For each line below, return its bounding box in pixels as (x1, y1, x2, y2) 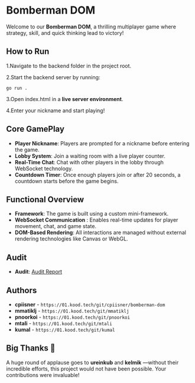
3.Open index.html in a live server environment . (6, 95, 123, 102)
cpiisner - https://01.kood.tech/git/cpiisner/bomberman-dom (14, 301, 165, 308)
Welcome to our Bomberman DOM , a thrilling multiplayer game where (6, 23, 176, 30)
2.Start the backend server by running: (6, 73, 100, 80)
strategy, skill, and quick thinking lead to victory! (6, 29, 124, 36)
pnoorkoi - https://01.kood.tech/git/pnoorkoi (14, 314, 131, 320)
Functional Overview (6, 194, 84, 205)
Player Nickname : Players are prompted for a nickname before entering (14, 139, 190, 147)
